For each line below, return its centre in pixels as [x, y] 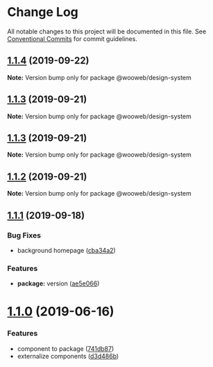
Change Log [43, 12]
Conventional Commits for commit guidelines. [72, 38]
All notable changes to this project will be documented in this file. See [107, 31]
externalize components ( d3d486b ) [68, 356]
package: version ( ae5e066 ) [58, 283]
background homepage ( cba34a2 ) [66, 250]
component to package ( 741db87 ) [66, 348]
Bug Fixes [24, 235]
